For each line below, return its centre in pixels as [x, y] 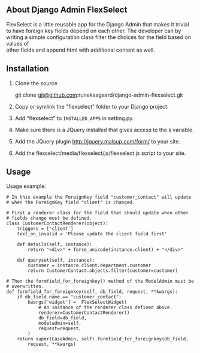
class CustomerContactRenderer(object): [57, 224]
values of [18, 43]
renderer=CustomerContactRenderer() [84, 313]
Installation [28, 69]
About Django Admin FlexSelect [67, 10]
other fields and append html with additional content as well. [81, 50]
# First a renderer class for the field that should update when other [97, 213]
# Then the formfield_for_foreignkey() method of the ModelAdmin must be [100, 282]
